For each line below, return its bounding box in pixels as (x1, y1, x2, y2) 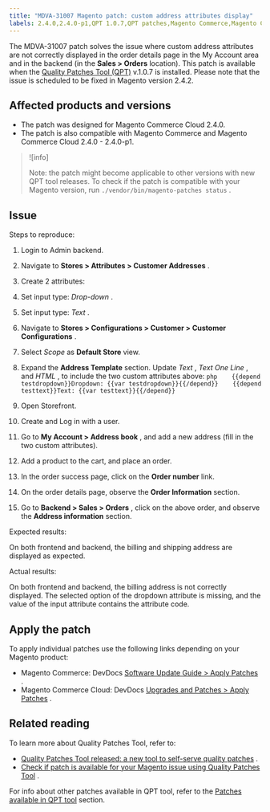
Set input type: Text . (20, 308, 91, 317)
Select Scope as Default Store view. (20, 347, 141, 357)
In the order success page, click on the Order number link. (20, 471, 216, 482)
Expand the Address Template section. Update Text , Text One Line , (20, 363, 249, 373)
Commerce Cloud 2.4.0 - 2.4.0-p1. (20, 137, 135, 147)
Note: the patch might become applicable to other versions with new (28, 168, 256, 177)
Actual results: (9, 567, 57, 577)
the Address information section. (20, 512, 132, 521)
